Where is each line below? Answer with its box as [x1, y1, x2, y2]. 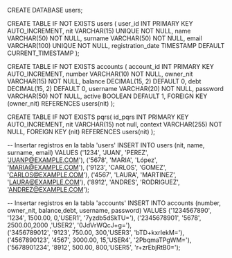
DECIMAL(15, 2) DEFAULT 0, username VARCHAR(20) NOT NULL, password [7, 85, 224, 92]
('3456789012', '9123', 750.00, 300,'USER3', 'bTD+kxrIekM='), [7, 229, 185, 236]
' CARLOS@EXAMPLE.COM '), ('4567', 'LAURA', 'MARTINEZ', [7, 170, 177, 179]
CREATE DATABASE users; [7, 6, 83, 14]
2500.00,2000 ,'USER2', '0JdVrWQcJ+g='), [7, 221, 132, 229]
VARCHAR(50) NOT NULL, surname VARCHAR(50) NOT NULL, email [7, 34, 202, 42]
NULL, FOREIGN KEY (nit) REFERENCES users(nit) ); [7, 128, 156, 136]
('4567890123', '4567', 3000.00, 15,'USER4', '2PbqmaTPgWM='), [7, 236, 192, 244]
